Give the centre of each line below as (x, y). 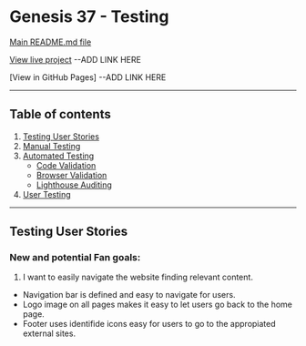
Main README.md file (51, 42)
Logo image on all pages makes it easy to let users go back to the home (158, 305)
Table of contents (60, 114)
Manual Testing (51, 146)
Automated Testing (58, 156)
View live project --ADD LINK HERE (75, 59)
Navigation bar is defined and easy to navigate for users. (129, 295)
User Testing (46, 194)
